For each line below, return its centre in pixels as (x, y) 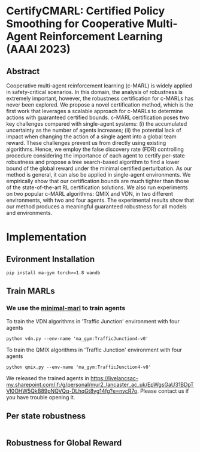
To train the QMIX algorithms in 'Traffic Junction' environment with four (94, 350)
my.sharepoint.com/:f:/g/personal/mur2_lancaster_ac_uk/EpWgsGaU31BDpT (100, 384)
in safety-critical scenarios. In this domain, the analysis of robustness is (95, 92)
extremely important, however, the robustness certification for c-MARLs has (100, 98)
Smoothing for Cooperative (75, 24)
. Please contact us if (163, 391)
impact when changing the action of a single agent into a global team (91, 136)
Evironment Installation (51, 259)
